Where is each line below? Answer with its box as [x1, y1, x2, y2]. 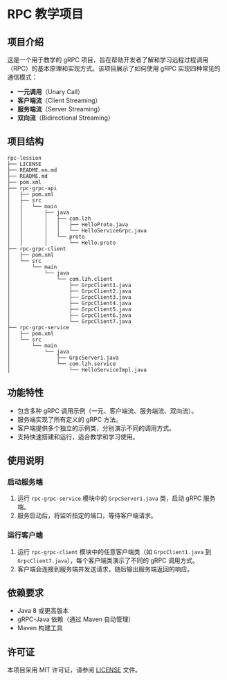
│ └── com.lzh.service [7, 360, 116, 367]
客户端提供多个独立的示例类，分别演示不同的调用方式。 [17, 423, 175, 432]
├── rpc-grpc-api [7, 185, 57, 192]
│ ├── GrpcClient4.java [7, 300, 131, 306]
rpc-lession [7, 154, 42, 161]
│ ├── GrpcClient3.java [7, 293, 131, 301]
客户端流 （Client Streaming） [17, 96, 102, 104]
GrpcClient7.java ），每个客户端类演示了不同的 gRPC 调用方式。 [17, 556, 199, 564]
